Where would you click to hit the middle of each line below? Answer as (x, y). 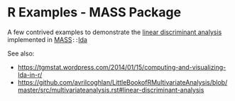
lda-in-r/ (30, 75)
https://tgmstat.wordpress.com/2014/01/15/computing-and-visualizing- (122, 67)
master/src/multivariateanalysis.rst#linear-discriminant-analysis (111, 90)
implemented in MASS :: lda (47, 39)
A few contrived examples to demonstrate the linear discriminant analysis (115, 32)
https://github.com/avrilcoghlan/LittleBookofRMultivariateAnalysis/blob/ (122, 82)
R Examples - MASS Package (94, 12)
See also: (21, 53)
